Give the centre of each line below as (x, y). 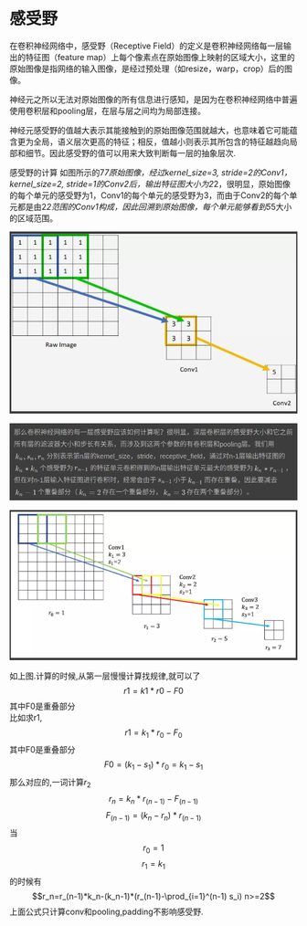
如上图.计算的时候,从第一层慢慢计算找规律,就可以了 (105, 676)
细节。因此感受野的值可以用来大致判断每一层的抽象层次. (131, 153)
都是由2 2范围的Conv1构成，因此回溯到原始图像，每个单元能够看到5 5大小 (154, 206)
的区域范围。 (33, 218)
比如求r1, (26, 717)
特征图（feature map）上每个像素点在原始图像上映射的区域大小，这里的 (160, 57)
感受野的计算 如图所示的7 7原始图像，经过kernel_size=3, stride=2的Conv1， (151, 172)
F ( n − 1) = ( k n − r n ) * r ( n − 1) (153, 816)
